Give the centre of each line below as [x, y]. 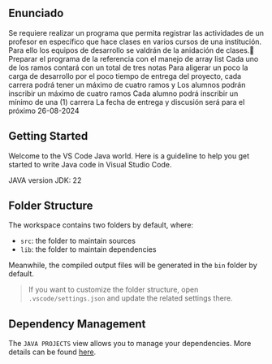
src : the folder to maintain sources [78, 241]
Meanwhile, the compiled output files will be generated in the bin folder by [133, 265]
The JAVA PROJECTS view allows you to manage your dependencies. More [130, 344]
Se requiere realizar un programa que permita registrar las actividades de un [136, 32]
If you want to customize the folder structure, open [113, 290]
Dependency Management [77, 324]
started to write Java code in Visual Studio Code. [90, 164]
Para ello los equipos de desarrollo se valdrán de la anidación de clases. [129, 50]
